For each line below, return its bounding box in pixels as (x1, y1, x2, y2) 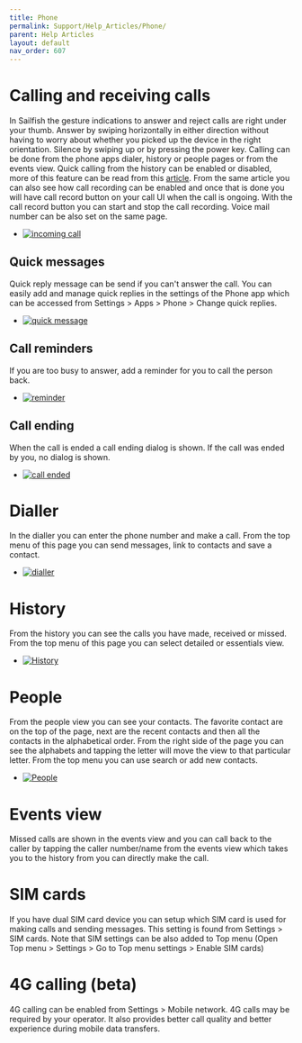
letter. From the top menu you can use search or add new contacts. (9, 755, 258, 766)
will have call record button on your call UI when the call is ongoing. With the (9, 192, 293, 203)
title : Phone (9, 13, 58, 23)
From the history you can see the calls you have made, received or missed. (9, 628, 288, 639)
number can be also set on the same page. (9, 211, 168, 222)
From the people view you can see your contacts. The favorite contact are (9, 717, 283, 728)
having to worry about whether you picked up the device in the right (9, 134, 262, 145)
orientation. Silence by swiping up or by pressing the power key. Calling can (9, 144, 290, 155)
